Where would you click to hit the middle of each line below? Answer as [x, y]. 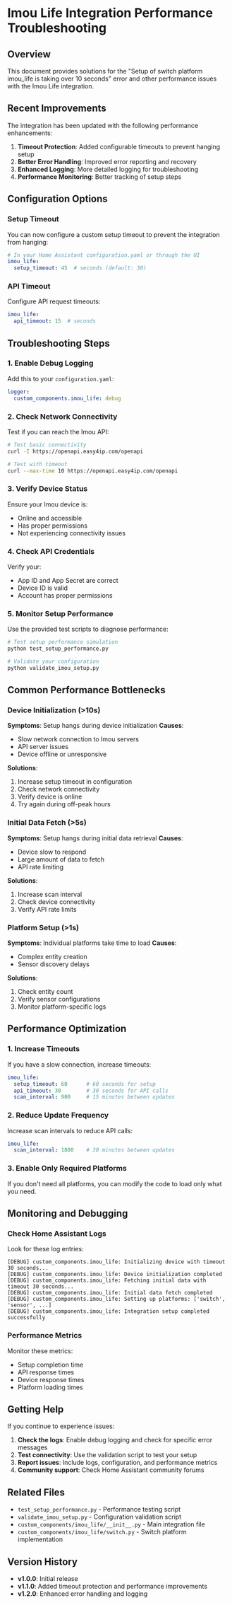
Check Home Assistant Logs [57, 1234]
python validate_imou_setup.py [53, 668]
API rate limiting [41, 867]
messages [32, 1447]
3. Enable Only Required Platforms [67, 1169]
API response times [46, 1372]
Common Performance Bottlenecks [86, 690]
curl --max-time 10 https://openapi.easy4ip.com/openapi [93, 471]
